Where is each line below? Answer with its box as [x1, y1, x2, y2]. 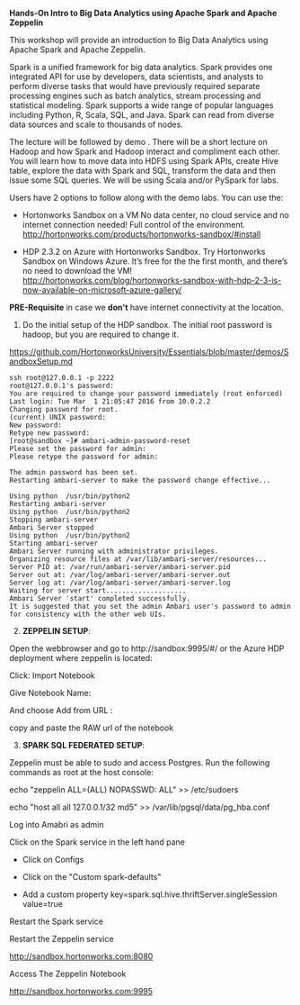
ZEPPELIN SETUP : [22, 626, 92, 636]
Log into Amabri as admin [9, 819, 104, 829]
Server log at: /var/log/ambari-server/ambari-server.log [9, 578, 231, 587]
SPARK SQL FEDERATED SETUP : [22, 740, 146, 750]
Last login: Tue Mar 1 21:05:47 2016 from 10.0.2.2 [9, 397, 211, 406]
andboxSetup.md [9, 356, 74, 367]
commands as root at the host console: [9, 767, 154, 777]
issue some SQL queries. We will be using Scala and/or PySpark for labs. [9, 175, 279, 186]
